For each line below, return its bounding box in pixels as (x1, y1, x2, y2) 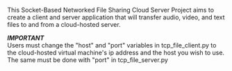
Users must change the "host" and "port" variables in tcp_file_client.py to (7, 41, 217, 49)
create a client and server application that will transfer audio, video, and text (7, 13, 225, 21)
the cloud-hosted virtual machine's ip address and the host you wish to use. (7, 48, 224, 57)
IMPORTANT (7, 34, 44, 42)
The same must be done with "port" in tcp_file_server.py (7, 56, 169, 64)
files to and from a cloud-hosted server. (7, 21, 121, 28)
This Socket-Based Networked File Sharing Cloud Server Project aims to (7, 6, 214, 14)
